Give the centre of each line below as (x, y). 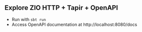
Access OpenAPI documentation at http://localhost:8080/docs (74, 24)
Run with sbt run (29, 19)
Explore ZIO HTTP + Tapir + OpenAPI (61, 8)
